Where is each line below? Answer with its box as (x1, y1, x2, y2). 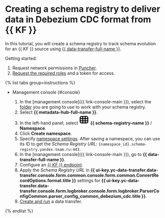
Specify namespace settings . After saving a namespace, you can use (19, 135, 160, 141)
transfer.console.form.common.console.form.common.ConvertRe (19, 172, 159, 178)
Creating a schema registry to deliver (5, 3, 161, 15)
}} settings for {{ (71, 177, 106, 183)
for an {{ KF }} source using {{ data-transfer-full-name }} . (5, 46, 122, 52)
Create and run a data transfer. (19, 198, 82, 204)
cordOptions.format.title (19, 177, 71, 183)
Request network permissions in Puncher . (12, 65, 97, 71)
